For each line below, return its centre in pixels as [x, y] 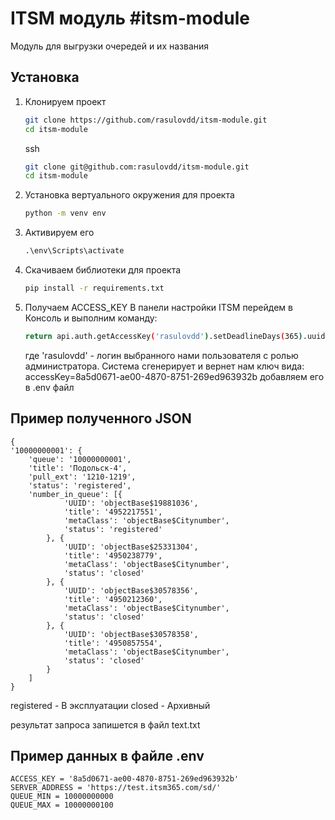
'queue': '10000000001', [80, 459]
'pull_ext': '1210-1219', [82, 477]
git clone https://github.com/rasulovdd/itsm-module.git [146, 120]
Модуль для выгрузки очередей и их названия [110, 46]
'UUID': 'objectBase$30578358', [131, 634]
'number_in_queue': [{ [75, 494]
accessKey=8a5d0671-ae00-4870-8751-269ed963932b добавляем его [174, 376]
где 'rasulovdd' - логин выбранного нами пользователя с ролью [161, 355]
